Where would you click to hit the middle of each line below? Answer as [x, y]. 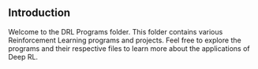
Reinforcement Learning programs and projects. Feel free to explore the [125, 40]
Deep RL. [23, 56]
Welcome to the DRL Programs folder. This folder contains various [116, 31]
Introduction [39, 13]
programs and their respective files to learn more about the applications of [129, 48]
